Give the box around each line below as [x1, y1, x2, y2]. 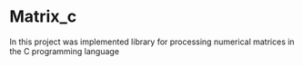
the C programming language [9, 45, 120, 56]
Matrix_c [9, 6, 77, 27]
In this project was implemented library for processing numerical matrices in [9, 36, 295, 47]
